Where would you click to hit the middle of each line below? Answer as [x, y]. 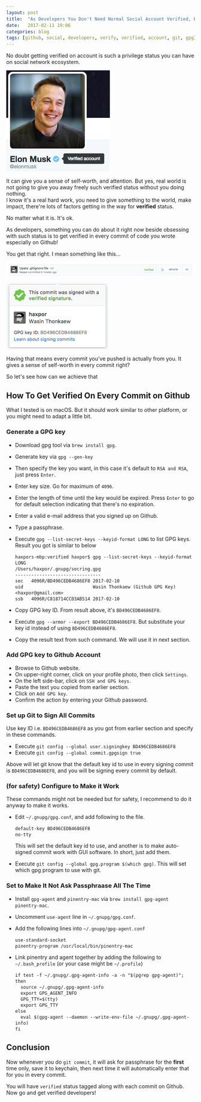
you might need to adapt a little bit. [49, 417]
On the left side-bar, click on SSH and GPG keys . [73, 681]
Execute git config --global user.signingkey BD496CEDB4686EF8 [95, 746]
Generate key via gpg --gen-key [54, 456]
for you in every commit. [36, 1074]
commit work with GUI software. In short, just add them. [102, 852]
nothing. [16, 194]
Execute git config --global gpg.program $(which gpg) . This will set [100, 864]
